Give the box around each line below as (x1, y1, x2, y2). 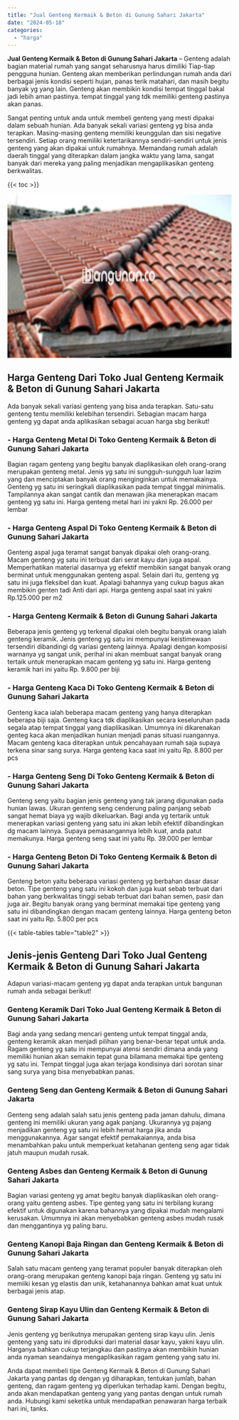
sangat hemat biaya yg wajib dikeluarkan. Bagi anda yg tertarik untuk (7, 812, 210, 820)
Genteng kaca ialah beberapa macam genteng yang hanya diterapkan (7, 708, 212, 716)
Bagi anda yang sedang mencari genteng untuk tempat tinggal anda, (7, 1030, 208, 1038)
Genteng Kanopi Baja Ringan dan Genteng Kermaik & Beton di (7, 1239, 224, 1249)
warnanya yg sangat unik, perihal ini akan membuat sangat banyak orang (7, 650, 222, 659)
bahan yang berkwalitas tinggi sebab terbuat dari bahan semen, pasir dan (7, 892, 224, 901)
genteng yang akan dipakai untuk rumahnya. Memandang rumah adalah (7, 144, 218, 152)
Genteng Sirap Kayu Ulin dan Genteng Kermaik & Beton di (7, 1305, 210, 1315)
